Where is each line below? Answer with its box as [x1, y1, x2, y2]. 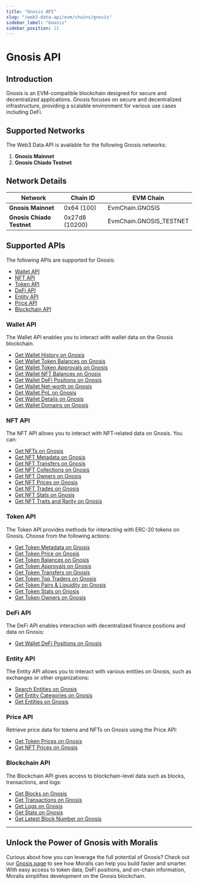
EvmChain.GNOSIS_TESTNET [107, 217, 189, 225]
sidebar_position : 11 [6, 25, 60, 31]
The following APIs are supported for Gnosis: [6, 256, 115, 263]
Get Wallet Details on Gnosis [14, 395, 84, 402]
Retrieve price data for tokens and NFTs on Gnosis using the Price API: [6, 726, 178, 733]
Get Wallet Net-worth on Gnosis [14, 382, 93, 390]
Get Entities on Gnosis [14, 698, 69, 705]
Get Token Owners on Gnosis [14, 594, 87, 601]
